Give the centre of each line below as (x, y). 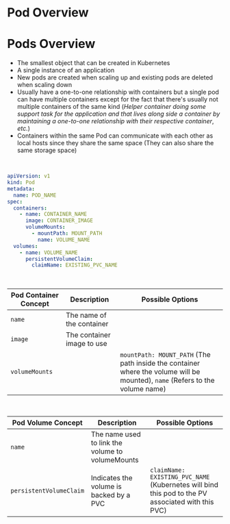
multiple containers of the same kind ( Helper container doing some (112, 107)
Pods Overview (51, 44)
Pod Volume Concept (48, 423)
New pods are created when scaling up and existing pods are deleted (115, 77)
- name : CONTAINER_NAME (53, 214)
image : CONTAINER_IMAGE (59, 221)
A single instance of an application (66, 71)
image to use (87, 344)
